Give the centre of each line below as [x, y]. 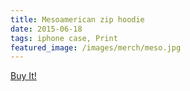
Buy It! [23, 76]
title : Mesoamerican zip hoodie [77, 19]
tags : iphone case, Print [64, 38]
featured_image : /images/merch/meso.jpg [96, 47]
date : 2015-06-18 [46, 29]
